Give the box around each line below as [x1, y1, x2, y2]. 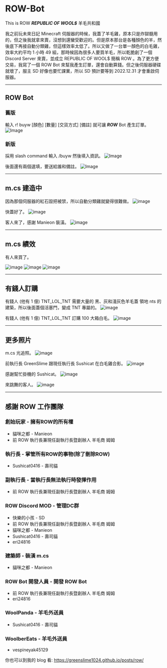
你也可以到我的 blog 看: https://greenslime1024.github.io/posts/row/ [5, 657, 144, 663]
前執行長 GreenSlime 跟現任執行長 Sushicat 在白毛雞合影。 [5, 361, 126, 367]
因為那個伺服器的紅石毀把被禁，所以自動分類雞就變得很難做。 [5, 198, 132, 204]
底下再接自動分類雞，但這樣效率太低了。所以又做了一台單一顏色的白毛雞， [9, 43, 162, 49]
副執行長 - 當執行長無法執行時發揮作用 [5, 477, 97, 483]
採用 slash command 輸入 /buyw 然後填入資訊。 [5, 153, 103, 159]
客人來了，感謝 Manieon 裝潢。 [5, 219, 69, 225]
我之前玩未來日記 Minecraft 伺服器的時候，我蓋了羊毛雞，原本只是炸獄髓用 [5, 30, 158, 36]
